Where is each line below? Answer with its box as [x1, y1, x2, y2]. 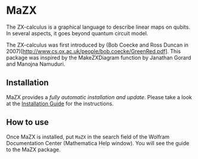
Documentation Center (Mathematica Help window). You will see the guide [6, 139, 190, 146]
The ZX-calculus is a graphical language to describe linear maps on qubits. [6, 23, 191, 30]
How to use [6, 117, 49, 127]
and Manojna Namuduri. [6, 60, 66, 68]
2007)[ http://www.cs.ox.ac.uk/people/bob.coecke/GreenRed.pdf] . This [6, 47, 181, 54]
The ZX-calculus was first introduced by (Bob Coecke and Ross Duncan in [6, 41, 189, 48]
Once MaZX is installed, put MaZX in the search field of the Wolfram [6, 133, 170, 140]
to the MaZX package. [6, 146, 61, 153]
